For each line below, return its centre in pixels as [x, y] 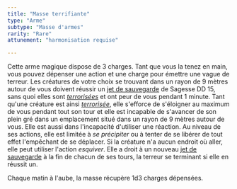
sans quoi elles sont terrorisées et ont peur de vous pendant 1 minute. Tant [116, 97]
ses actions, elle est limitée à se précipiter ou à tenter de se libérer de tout [115, 134]
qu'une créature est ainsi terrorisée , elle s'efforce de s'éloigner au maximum [118, 104]
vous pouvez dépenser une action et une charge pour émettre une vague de [118, 74]
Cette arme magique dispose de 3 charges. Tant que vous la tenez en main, [117, 67]
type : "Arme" [27, 21]
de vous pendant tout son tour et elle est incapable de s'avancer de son [112, 112]
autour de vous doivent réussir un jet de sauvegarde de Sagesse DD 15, [111, 89]
